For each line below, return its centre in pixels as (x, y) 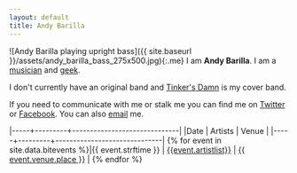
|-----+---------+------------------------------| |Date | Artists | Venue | (139, 130)
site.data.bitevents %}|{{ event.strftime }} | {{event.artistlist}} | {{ (127, 149)
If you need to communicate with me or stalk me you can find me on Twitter (147, 104)
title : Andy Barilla (47, 26)
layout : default (39, 17)
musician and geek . (45, 70)
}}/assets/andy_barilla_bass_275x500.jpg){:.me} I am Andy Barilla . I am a (143, 60)
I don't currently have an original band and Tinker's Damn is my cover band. (148, 87)
